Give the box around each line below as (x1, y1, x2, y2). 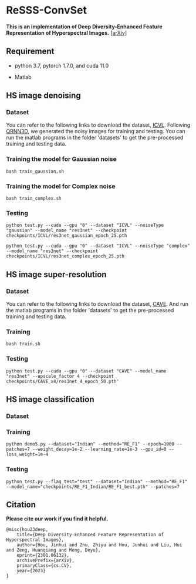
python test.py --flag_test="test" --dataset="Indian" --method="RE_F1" (6, 479, 188, 484)
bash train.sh (6, 341, 41, 347)
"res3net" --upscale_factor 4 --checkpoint (6, 373, 114, 379)
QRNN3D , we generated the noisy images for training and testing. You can (6, 128, 186, 135)
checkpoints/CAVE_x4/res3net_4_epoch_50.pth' (6, 378, 119, 384)
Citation (6, 499, 36, 510)
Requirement (6, 47, 55, 57)
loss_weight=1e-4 (6, 451, 49, 457)
